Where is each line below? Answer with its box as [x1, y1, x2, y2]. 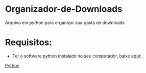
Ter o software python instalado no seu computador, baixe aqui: [12, 53, 141, 59]
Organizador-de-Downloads [5, 3, 122, 15]
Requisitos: [5, 37, 52, 48]
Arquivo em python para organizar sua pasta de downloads [5, 20, 125, 25]
